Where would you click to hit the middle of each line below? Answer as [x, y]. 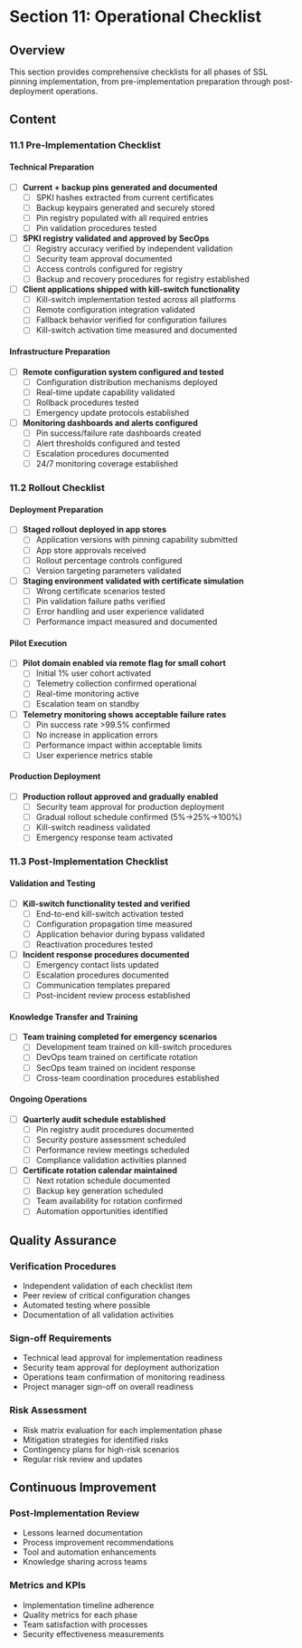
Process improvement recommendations [98, 1543]
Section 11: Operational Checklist [136, 17]
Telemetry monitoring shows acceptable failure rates [124, 714]
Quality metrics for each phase [80, 1614]
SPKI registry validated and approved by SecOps [116, 238]
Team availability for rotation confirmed [109, 1201]
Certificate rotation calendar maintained [100, 1171]
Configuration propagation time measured [114, 924]
